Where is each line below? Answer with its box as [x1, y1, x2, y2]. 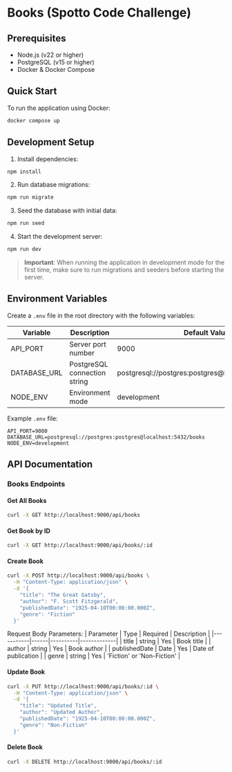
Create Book [7, 557, 43, 565]
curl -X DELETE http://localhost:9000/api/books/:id [7, 758, 162, 765]
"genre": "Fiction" [19, 611, 76, 618]
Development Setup [7, 136, 95, 148]
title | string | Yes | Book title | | [123, 637, 211, 645]
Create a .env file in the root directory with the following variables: [7, 311, 195, 320]
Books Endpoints [7, 479, 66, 489]
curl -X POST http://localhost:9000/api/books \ [7, 572, 150, 579]
